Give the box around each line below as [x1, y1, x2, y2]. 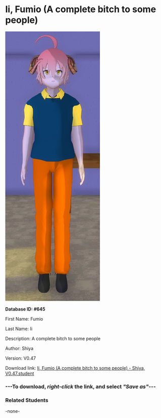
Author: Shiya [5, 345, 34, 351]
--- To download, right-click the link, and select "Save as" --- [5, 383, 156, 390]
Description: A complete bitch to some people [5, 335, 101, 341]
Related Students [5, 397, 49, 404]
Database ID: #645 [5, 306, 45, 312]
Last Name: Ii [5, 326, 33, 332]
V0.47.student [5, 370, 34, 376]
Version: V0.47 [5, 355, 36, 361]
